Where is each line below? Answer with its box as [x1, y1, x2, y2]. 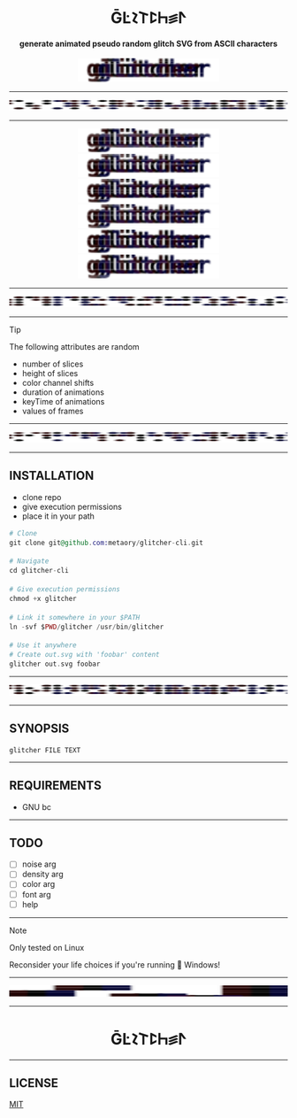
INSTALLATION [9, 468, 95, 483]
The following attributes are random [9, 341, 140, 351]
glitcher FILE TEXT [9, 745, 81, 754]
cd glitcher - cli [9, 567, 69, 575]
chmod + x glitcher [9, 594, 77, 603]
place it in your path [21, 511, 95, 521]
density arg [21, 869, 64, 880]
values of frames [21, 405, 84, 416]
